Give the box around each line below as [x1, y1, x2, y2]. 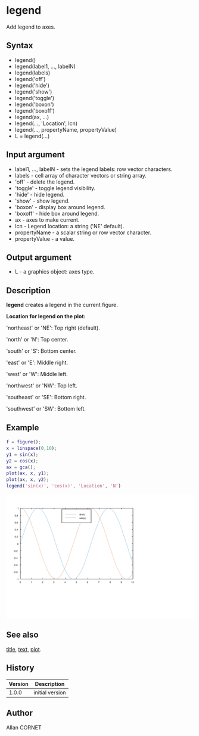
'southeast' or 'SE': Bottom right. [6, 394, 86, 401]
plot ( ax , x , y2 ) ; [6, 477, 49, 483]
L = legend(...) [14, 132, 50, 139]
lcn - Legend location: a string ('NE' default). [14, 222, 125, 229]
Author [6, 708, 33, 718]
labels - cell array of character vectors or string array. [14, 172, 147, 179]
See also [6, 630, 39, 640]
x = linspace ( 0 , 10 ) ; [6, 445, 58, 451]
